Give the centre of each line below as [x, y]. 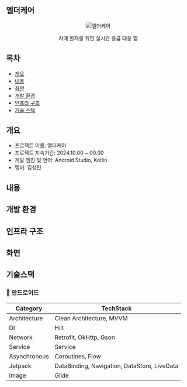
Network [21, 337]
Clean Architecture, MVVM [91, 318]
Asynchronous [29, 356]
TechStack [117, 308]
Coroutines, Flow [78, 356]
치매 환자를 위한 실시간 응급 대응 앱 [98, 38]
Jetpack [20, 366]
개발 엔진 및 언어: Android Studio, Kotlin [61, 160]
